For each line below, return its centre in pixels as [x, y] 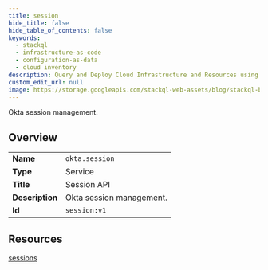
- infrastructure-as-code [59, 53]
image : [19, 90]
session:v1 [86, 211]
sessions [23, 258]
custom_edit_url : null [46, 82]
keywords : [25, 38]
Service [79, 172]
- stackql [32, 45]
